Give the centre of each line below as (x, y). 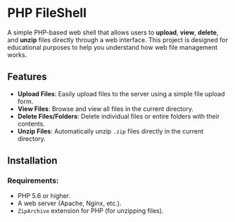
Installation (32, 161)
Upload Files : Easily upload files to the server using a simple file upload (121, 93)
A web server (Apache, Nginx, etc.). (69, 203)
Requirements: (33, 181)
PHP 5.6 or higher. (44, 196)
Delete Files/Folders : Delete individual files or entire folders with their (119, 116)
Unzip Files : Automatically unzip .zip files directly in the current (110, 131)
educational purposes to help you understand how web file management (113, 47)
